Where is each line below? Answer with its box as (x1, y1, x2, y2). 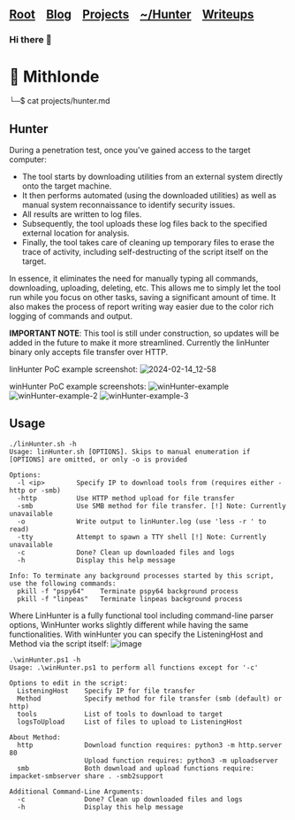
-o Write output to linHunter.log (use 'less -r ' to (17, 517, 267, 526)
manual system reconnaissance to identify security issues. (21, 199, 236, 211)
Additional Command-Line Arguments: (9, 787, 144, 796)
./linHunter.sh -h (9, 439, 77, 448)
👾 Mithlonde (9, 66, 100, 87)
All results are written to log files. (21, 209, 142, 220)
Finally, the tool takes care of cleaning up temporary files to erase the (21, 237, 276, 248)
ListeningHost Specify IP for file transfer (17, 686, 196, 695)
